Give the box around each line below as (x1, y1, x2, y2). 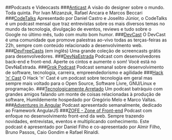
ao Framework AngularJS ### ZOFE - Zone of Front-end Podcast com (5, 107, 152, 113)
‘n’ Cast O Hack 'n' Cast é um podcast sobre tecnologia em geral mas (5, 75, 152, 81)
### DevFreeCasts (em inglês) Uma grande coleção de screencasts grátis (5, 48, 161, 54)
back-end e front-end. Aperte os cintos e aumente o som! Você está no (5, 59, 157, 64)
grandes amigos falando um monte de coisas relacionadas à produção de (5, 91, 161, 97)
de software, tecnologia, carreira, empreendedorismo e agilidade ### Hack (5, 69, 163, 76)
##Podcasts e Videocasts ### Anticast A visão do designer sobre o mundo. (5, 5, 165, 10)
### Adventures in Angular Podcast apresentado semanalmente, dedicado (5, 102, 162, 108)
